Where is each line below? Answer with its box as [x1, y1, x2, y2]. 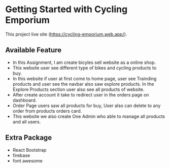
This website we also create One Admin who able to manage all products [12, 113, 165, 119]
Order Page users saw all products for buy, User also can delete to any [12, 103, 161, 109]
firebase [12, 152, 30, 158]
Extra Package [5, 133, 52, 142]
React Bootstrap [12, 147, 47, 153]
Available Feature [5, 46, 62, 54]
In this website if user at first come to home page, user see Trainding [12, 75, 157, 82]
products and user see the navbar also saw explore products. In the [12, 81, 154, 87]
